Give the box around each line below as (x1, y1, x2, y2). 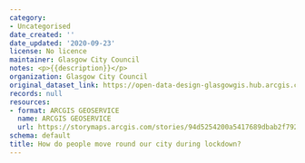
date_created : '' (9, 30, 75, 39)
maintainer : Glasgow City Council (9, 55, 141, 64)
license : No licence (9, 47, 88, 56)
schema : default (9, 131, 71, 140)
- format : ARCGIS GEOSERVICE (9, 106, 120, 115)
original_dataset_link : (9, 81, 100, 90)
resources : (9, 97, 51, 107)
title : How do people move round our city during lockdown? (9, 139, 242, 149)
